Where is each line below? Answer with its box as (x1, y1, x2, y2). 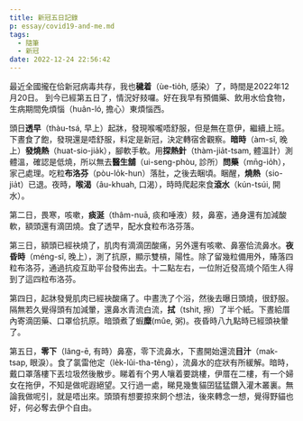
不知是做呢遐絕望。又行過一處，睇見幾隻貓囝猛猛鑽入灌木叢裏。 (48, 380, 286, 390)
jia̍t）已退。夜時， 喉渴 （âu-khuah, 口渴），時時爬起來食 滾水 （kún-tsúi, (9, 179, 271, 189)
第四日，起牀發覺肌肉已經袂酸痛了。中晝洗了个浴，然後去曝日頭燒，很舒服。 (9, 293, 294, 303)
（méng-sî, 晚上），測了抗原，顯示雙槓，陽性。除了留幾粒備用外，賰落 (25, 252, 286, 261)
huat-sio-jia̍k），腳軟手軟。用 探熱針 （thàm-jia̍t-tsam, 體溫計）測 (56, 145, 293, 156)
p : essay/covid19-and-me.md (9, 22, 115, 31)
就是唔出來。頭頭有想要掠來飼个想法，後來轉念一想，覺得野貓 (56, 391, 286, 401)
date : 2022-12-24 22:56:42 (9, 55, 111, 64)
